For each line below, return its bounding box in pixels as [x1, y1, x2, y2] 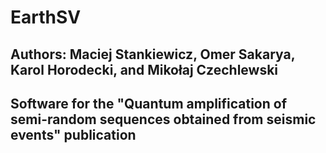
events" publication [10, 126, 137, 143]
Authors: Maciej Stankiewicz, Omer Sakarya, [10, 46, 296, 63]
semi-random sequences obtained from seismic [10, 111, 317, 128]
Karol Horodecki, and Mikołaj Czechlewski [10, 61, 279, 78]
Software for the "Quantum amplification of [10, 95, 288, 112]
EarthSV [10, 6, 82, 29]
